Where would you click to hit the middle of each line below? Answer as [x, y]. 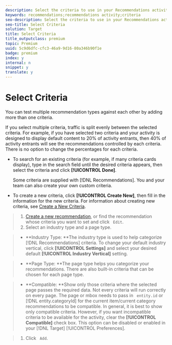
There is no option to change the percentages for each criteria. [72, 149]
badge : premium [21, 53]
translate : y [19, 72]
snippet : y [17, 67]
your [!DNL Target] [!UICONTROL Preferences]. [75, 328]
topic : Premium [21, 44]
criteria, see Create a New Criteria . [49, 206]
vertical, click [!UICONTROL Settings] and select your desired [91, 248]
